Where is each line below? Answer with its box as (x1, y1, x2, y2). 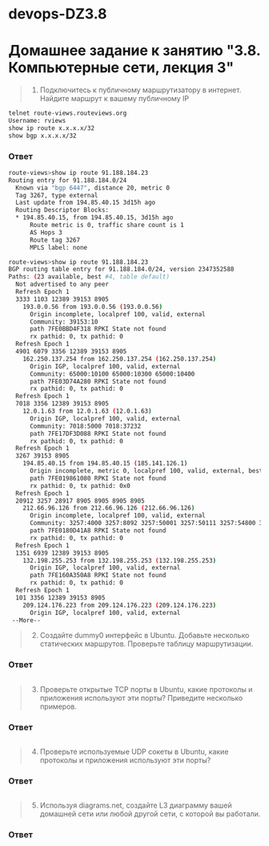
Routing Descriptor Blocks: (15, 206, 110, 214)
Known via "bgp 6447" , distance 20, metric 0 (15, 184, 171, 192)
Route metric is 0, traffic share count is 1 (29, 222, 184, 230)
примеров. (39, 702, 78, 711)
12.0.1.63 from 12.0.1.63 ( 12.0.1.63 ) (22, 407, 152, 416)
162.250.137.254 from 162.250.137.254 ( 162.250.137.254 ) (22, 355, 217, 363)
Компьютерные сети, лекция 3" (8, 59, 235, 77)
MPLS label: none (29, 243, 88, 251)
